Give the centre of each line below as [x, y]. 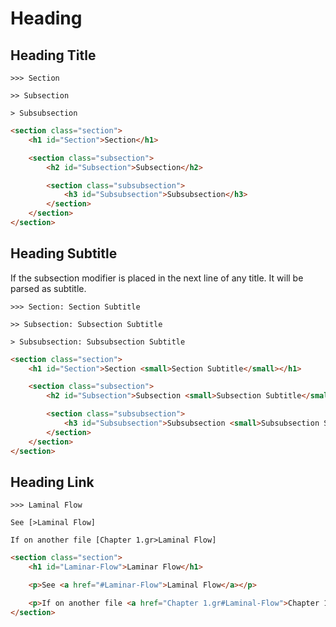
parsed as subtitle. [48, 288]
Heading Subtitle [64, 253]
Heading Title [53, 55]
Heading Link [52, 482]
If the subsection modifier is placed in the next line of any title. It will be [157, 278]
